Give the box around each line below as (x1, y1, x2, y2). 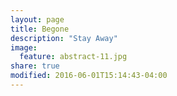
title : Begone (10, 24, 70, 34)
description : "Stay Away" (10, 33, 118, 43)
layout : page (10, 14, 65, 25)
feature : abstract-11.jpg (19, 52, 128, 62)
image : (10, 42, 38, 53)
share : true (10, 61, 60, 71)
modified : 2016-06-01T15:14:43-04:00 (10, 71, 168, 81)
